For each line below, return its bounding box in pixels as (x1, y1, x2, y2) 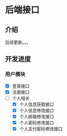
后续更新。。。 (5, 40, 31, 45)
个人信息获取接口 (19, 101, 54, 107)
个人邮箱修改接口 (19, 113, 54, 119)
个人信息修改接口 (19, 107, 54, 113)
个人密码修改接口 (19, 120, 54, 126)
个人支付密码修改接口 (19, 126, 63, 132)
